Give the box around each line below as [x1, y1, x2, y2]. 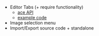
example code [17, 15, 47, 20]
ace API [17, 9, 33, 15]
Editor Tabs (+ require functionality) [9, 4, 83, 10]
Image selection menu [9, 20, 56, 26]
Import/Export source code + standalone [9, 25, 94, 31]
